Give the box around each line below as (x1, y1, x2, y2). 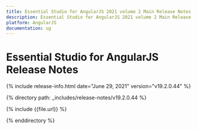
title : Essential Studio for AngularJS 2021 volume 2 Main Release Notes (6, 8, 192, 15)
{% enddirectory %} (6, 117, 55, 124)
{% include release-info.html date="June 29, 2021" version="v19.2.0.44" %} (6, 83, 191, 90)
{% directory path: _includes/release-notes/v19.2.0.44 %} (6, 94, 147, 101)
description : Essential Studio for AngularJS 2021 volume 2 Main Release (6, 14, 192, 20)
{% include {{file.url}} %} (6, 106, 67, 113)
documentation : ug (6, 25, 51, 31)
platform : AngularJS (6, 19, 57, 25)
